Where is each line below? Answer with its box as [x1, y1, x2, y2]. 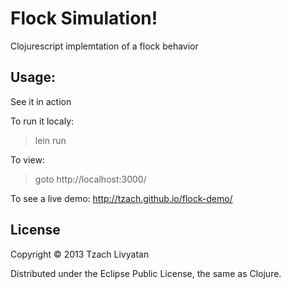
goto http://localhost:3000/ [34, 173, 147, 185]
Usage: [10, 69, 57, 86]
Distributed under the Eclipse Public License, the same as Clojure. [10, 267, 282, 279]
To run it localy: [10, 115, 75, 127]
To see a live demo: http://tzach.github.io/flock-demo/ [10, 192, 233, 204]
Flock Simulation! [10, 7, 158, 30]
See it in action [10, 95, 72, 107]
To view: [10, 153, 45, 166]
